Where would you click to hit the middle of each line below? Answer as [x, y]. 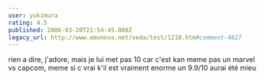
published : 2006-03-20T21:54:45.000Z [70, 30]
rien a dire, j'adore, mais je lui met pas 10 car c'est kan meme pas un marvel [132, 60]
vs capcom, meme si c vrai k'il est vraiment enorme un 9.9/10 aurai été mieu [132, 68]
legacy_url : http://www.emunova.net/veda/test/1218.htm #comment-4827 [125, 37]
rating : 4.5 [28, 23]
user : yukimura [33, 15]
